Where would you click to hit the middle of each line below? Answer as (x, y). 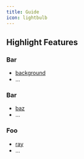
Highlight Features (42, 42)
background (30, 73)
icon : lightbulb (27, 18)
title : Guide (23, 12)
